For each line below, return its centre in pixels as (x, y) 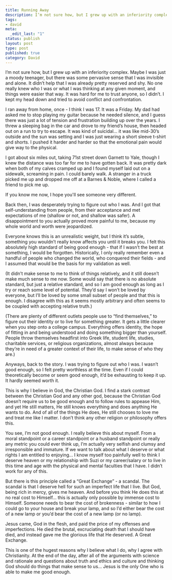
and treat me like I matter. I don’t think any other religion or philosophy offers (86, 418)
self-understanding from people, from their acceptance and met (73, 210)
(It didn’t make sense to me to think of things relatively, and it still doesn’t (82, 274)
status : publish (23, 39)
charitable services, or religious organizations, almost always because (79, 344)
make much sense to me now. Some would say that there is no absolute (81, 279)
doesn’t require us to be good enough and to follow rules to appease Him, (83, 402)
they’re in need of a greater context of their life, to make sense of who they (84, 349)
